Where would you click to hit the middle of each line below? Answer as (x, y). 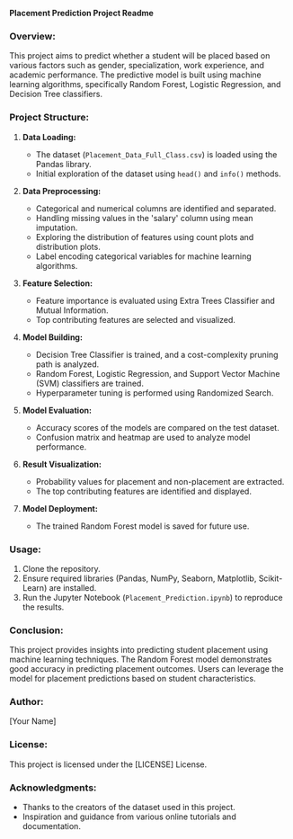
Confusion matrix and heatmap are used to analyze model (143, 437)
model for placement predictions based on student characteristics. (133, 679)
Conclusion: (36, 630)
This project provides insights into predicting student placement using (139, 650)
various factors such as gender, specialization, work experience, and (137, 66)
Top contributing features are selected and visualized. (136, 319)
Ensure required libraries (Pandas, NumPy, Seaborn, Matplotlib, (139, 578)
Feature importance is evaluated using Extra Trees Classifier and (155, 300)
